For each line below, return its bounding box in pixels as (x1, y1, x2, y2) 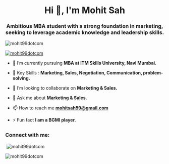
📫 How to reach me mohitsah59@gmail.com (12, 105, 108, 111)
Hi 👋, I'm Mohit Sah (44, 5, 125, 16)
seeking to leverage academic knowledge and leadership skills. (5, 29, 164, 36)
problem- (143, 70, 163, 76)
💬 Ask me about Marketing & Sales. (12, 95, 87, 101)
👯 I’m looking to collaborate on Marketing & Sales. (12, 85, 118, 91)
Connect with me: (5, 132, 50, 139)
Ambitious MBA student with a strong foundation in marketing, (6, 23, 163, 30)
